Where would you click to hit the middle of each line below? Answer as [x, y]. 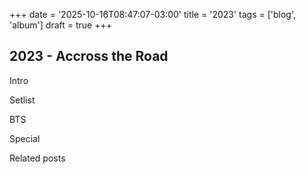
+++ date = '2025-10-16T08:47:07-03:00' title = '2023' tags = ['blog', [153, 14]
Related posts [37, 158]
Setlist [22, 100]
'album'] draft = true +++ [60, 25]
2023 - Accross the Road [89, 56]
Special [25, 138]
